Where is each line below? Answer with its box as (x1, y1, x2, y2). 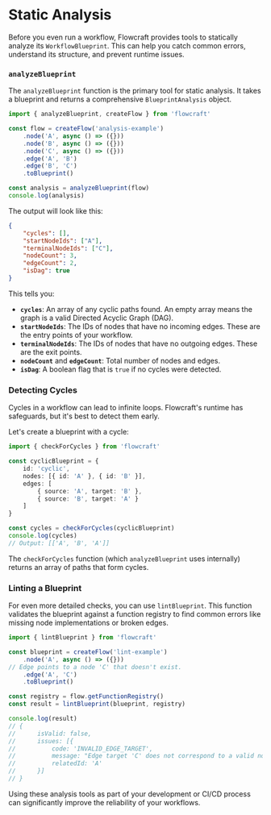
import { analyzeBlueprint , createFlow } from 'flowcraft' (8, 110, 211, 119)
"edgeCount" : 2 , (23, 260, 78, 268)
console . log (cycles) (8, 532, 78, 540)
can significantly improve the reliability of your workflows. (8, 797, 201, 807)
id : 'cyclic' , (23, 465, 70, 473)
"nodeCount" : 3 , (23, 252, 78, 260)
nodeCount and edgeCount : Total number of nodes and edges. (19, 356, 220, 365)
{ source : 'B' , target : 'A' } (37, 494, 139, 503)
